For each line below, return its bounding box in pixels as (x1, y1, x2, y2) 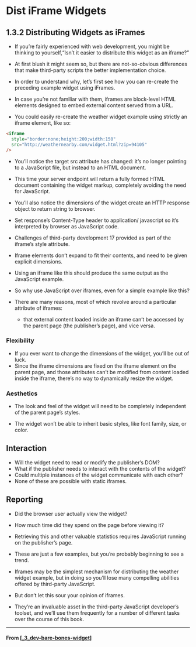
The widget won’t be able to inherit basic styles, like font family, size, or (14, 420, 187, 427)
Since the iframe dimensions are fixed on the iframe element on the (14, 362, 177, 369)
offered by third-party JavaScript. (14, 580, 96, 587)
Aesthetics (6, 389, 38, 398)
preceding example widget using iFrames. (14, 84, 116, 91)
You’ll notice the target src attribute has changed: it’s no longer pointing (14, 158, 187, 165)
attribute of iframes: (14, 304, 63, 311)
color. (14, 426, 29, 434)
